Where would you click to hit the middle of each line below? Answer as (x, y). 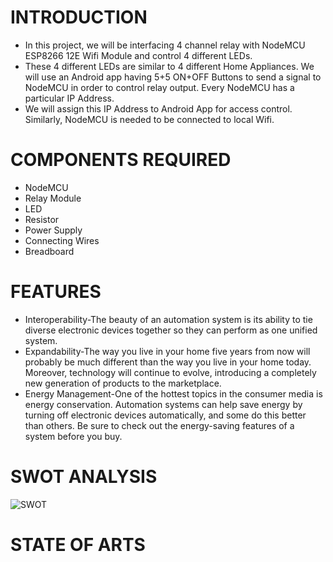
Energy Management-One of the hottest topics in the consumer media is (173, 393)
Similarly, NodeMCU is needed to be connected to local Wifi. (149, 119)
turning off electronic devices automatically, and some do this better (165, 415)
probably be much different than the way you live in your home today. (168, 362)
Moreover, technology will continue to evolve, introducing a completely (170, 372)
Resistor (42, 219)
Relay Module (53, 198)
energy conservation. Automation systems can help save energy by (163, 404)
